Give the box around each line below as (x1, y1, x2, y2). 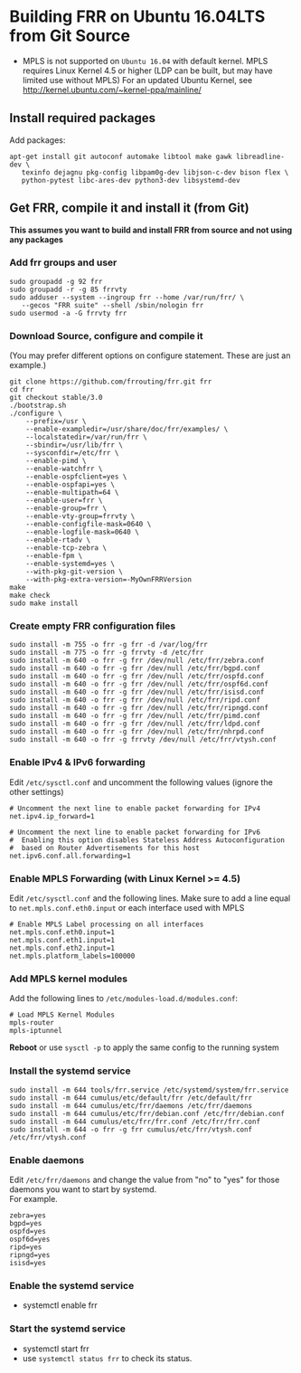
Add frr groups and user (9, 256, 118, 269)
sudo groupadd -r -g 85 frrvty (9, 285, 127, 294)
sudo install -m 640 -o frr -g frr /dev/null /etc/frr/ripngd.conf (9, 704, 269, 713)
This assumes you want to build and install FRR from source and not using (9, 224, 293, 235)
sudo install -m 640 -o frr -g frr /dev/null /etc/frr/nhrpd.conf (9, 727, 265, 736)
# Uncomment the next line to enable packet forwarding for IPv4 (9, 803, 260, 813)
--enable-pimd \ (25, 457, 88, 466)
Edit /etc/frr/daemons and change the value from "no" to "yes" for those (9, 1174, 280, 1185)
